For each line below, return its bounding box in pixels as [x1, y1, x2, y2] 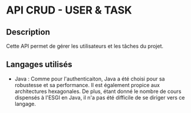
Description [6, 27, 50, 37]
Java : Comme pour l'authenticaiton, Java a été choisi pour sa [14, 75, 165, 82]
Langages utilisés [6, 59, 73, 69]
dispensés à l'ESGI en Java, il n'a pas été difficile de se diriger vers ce [14, 94, 185, 101]
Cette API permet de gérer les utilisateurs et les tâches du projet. [6, 42, 164, 49]
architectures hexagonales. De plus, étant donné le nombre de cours [14, 88, 182, 95]
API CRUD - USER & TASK [6, 4, 133, 17]
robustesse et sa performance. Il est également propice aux [14, 81, 160, 88]
